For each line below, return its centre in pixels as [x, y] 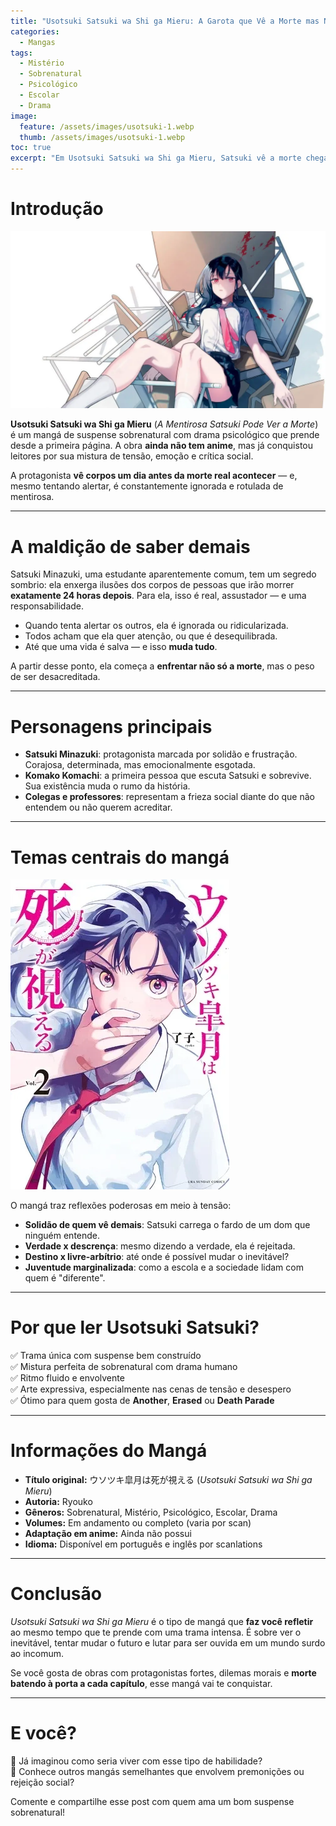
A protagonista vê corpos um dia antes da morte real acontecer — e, [154, 476]
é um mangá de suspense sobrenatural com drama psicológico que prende [165, 435]
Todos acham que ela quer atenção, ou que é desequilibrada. [151, 636]
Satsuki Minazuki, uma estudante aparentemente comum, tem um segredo [163, 574]
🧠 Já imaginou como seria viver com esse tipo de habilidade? [136, 1761]
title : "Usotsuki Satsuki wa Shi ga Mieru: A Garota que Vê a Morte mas [165, 21]
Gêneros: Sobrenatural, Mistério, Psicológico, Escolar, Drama [151, 1512]
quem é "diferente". [65, 1278]
